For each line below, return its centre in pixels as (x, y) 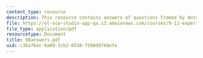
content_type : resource (36, 12)
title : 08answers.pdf (34, 40)
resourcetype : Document (36, 34)
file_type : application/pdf (42, 29)
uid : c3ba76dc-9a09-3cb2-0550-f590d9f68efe (62, 46)
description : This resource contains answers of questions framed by (96, 18)
